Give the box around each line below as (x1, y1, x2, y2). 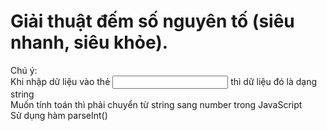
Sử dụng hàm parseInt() (10, 109, 108, 121)
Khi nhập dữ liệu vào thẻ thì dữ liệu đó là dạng (10, 75, 318, 87)
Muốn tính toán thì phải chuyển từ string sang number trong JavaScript (10, 98, 303, 110)
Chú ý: (10, 64, 38, 76)
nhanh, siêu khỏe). (10, 31, 169, 54)
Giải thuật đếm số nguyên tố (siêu (10, 10, 295, 33)
